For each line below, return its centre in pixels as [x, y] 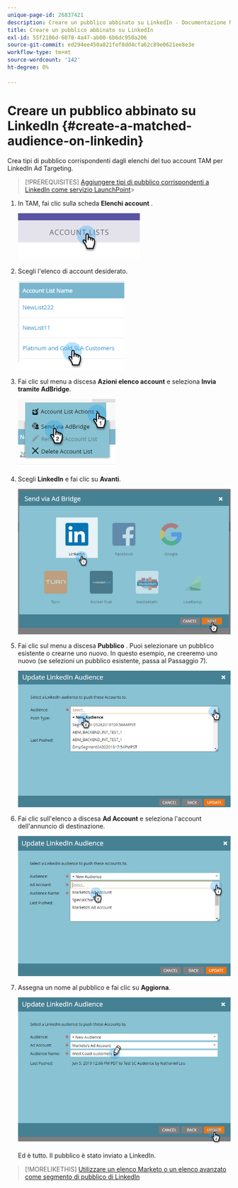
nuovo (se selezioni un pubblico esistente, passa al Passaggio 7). [113, 660]
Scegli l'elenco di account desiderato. [73, 271]
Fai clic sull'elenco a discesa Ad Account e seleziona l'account [109, 818]
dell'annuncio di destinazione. [61, 826]
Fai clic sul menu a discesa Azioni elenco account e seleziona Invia [117, 381]
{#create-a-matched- [127, 126]
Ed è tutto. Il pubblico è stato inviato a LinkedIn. [86, 1155]
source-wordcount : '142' [44, 60]
